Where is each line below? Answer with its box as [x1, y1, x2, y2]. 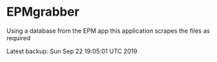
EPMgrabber [6, 4, 80, 20]
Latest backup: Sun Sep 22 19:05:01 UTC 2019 [6, 47, 138, 55]
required [6, 33, 31, 42]
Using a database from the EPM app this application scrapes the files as [6, 27, 210, 35]
